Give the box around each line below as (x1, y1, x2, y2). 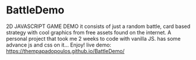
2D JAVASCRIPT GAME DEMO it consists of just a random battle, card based (6, 23, 191, 30)
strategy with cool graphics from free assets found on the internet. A (6, 29, 171, 36)
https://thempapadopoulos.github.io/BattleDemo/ (6, 47, 125, 54)
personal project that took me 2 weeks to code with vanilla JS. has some (6, 35, 181, 42)
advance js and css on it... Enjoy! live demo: (6, 41, 112, 48)
